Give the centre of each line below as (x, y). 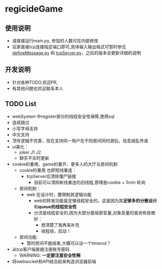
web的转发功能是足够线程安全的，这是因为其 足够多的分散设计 (96, 200)
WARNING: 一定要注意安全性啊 (50, 255)
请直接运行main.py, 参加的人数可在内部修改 (55, 41)
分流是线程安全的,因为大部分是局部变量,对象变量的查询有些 (92, 213)
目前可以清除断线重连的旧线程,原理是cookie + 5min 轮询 (89, 182)
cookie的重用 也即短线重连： (48, 170)
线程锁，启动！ (56, 231)
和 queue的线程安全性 (55, 206)
